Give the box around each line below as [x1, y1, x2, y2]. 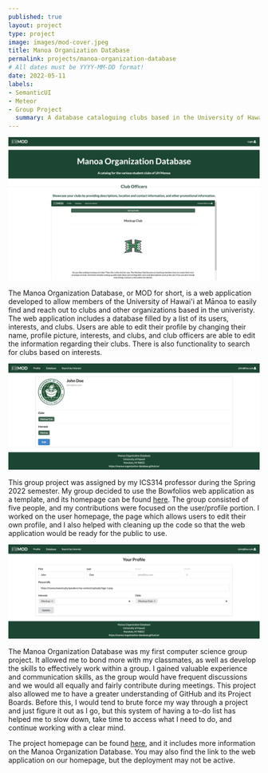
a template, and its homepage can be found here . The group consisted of [8, 495, 249, 504]
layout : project [8, 21, 62, 30]
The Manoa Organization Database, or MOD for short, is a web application [8, 288, 252, 298]
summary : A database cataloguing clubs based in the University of [15, 114, 245, 122]
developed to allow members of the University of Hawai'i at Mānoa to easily [8, 296, 257, 306]
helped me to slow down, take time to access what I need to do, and [8, 714, 233, 724]
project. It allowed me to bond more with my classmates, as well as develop [8, 655, 257, 665]
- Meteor [8, 97, 37, 105]
